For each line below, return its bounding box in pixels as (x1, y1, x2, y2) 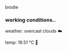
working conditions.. (5, 16, 56, 23)
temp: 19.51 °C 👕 (5, 40, 38, 46)
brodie (5, 4, 19, 10)
